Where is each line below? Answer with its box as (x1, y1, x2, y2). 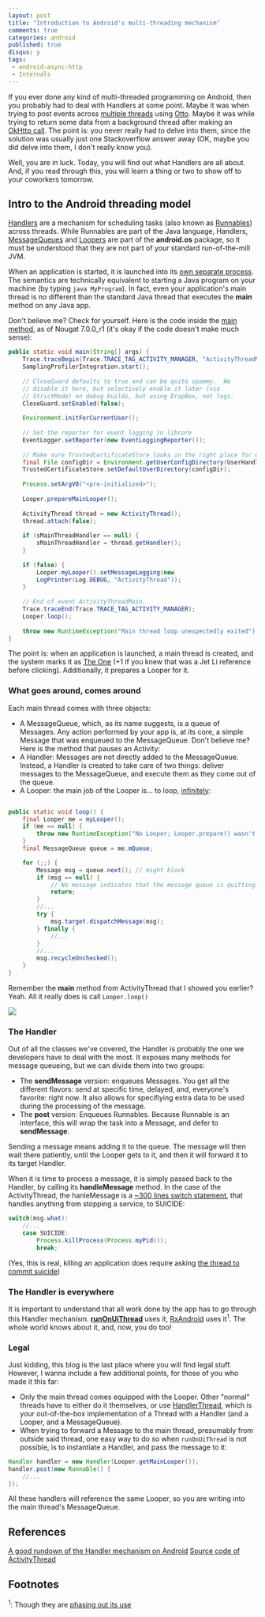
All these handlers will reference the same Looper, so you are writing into (8, 1494, 246, 1503)
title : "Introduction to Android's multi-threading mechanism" (8, 19, 221, 27)
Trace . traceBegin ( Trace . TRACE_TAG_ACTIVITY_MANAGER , (22, 355, 200, 363)
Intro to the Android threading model (8, 197, 192, 211)
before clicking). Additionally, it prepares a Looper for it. (8, 665, 190, 675)
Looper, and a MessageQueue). (19, 1417, 122, 1427)
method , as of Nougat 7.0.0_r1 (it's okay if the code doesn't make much (8, 325, 239, 334)
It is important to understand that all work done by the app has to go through (8, 1304, 257, 1314)
